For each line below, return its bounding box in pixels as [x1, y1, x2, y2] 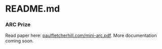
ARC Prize [5, 21, 31, 28]
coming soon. [5, 38, 34, 44]
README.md [5, 3, 60, 15]
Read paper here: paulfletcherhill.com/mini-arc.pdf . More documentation [5, 32, 157, 38]
